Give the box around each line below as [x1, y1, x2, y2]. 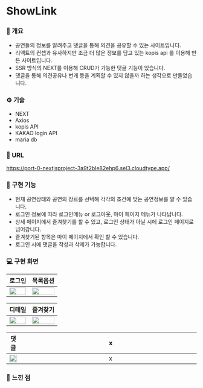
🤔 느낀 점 [6, 373, 31, 381]
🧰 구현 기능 [6, 181, 36, 189]
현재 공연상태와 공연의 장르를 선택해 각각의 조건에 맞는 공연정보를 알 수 [14, 196, 181, 203]
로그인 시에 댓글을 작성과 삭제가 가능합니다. [14, 241, 117, 248]
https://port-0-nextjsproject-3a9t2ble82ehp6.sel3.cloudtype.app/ [6, 165, 170, 172]
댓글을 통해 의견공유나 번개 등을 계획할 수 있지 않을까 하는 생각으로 [14, 72, 172, 79]
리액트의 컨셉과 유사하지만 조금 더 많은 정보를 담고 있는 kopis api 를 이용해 [14, 49, 190, 57]
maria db [14, 136, 37, 143]
